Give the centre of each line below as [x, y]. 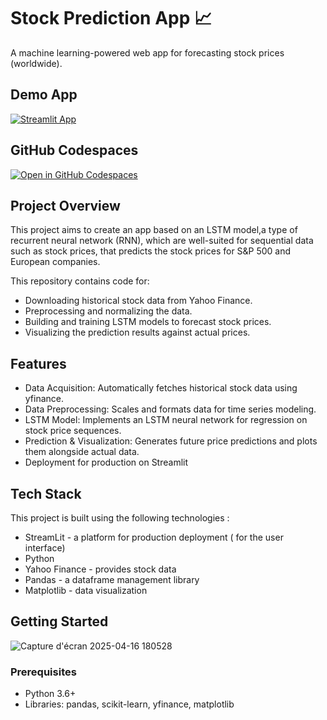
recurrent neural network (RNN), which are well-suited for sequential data [162, 241]
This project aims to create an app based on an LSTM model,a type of [154, 230]
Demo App [44, 95]
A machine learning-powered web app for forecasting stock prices [147, 52]
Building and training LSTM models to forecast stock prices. [148, 322]
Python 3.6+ [50, 694]
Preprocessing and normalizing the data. [108, 311]
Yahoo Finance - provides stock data [100, 569]
